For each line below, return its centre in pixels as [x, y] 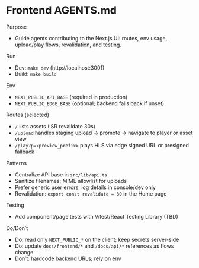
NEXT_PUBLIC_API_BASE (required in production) [71, 97]
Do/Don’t [17, 228]
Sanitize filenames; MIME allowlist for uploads [71, 181]
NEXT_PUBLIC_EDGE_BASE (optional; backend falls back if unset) [89, 103]
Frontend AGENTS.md [62, 10]
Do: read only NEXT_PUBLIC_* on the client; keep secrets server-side [97, 239]
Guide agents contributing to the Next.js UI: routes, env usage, [91, 38]
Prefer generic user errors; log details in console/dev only [85, 187]
